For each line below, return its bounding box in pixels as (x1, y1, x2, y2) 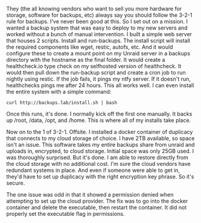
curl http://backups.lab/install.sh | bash (6, 100, 118, 106)
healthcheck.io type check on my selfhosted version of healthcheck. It (6, 63, 182, 70)
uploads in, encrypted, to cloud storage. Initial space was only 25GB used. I (6, 147, 194, 154)
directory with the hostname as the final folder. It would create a (6, 57, 165, 63)
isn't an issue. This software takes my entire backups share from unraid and (6, 141, 195, 148)
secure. (6, 180, 25, 186)
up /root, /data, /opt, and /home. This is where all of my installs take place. (6, 117, 191, 124)
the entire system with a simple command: (6, 88, 112, 95)
